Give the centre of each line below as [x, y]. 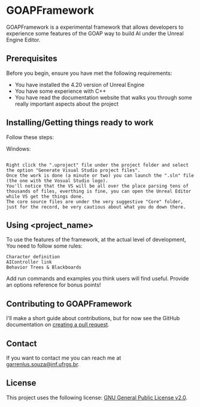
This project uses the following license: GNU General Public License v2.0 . [97, 397]
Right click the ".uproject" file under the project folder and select [97, 165]
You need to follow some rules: [44, 246]
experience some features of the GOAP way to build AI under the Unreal [95, 33]
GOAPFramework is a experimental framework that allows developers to [95, 27]
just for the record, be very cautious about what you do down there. [96, 207]
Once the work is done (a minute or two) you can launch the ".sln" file [100, 175]
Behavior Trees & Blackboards [44, 267]
